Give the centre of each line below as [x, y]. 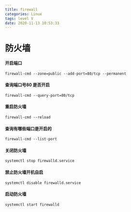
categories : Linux [23, 14]
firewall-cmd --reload [28, 117]
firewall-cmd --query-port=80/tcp [40, 95]
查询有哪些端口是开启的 [28, 128]
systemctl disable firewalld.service [43, 183]
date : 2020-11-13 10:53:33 [32, 23]
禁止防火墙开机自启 [24, 172]
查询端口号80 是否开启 [27, 85]
